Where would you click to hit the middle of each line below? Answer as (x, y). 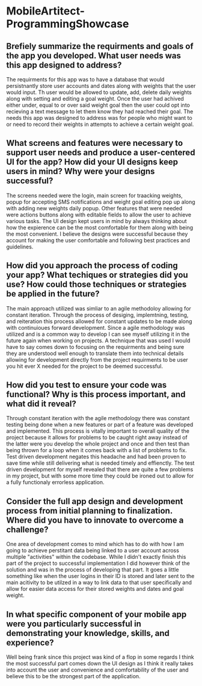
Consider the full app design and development (95, 501)
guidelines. (20, 247)
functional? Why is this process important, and (96, 395)
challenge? (28, 530)
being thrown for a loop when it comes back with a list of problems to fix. (97, 450)
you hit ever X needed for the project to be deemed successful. (85, 366)
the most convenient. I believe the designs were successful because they (97, 234)
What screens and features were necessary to (95, 143)
